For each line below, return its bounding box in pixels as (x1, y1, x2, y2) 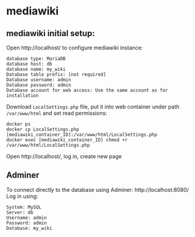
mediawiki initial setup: (6, 28, 95, 38)
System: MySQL (6, 204, 42, 210)
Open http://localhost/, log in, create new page (6, 153, 122, 160)
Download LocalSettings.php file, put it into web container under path (6, 103, 179, 110)
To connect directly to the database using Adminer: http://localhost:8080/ (6, 186, 190, 193)
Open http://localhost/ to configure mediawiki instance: (6, 44, 143, 51)
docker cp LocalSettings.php (6, 126, 79, 132)
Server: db (6, 209, 34, 215)
